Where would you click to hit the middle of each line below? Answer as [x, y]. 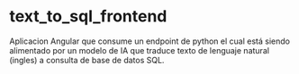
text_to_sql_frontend [88, 16]
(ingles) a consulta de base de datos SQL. [87, 60]
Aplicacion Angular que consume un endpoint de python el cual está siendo [150, 41]
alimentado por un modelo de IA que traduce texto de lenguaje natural [140, 50]
